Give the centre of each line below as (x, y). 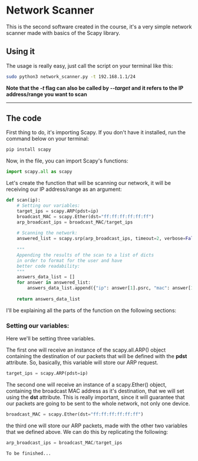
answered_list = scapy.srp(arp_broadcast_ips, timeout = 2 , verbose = (101, 239)
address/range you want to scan (47, 94)
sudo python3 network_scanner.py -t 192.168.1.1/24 (71, 77)
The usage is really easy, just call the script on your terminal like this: (90, 66)
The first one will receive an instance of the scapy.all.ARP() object (86, 350)
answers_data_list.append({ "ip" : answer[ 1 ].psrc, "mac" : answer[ (109, 288)
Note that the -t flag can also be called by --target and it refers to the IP (95, 88)
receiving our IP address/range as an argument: (64, 189)
